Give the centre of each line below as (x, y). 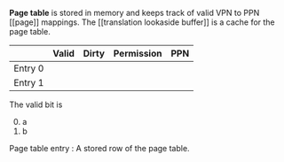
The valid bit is (36, 104)
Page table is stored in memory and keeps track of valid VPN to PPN (134, 13)
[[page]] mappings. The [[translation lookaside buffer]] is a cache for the (142, 22)
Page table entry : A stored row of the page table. (99, 148)
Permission (138, 54)
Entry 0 (29, 68)
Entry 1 (29, 83)
